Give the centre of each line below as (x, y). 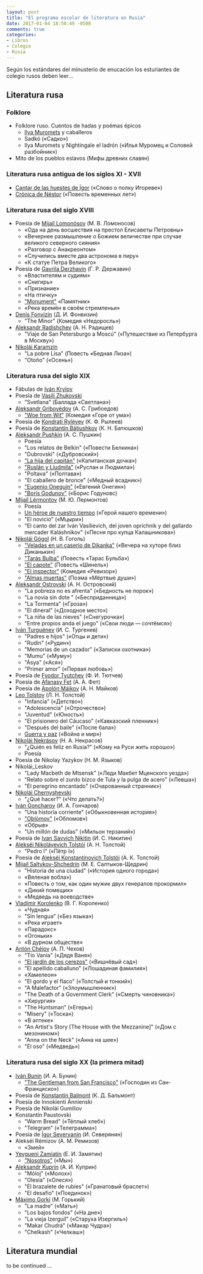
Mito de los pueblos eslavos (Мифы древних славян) (82, 158)
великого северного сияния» (62, 243)
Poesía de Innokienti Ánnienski (54, 1102)
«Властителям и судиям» (57, 276)
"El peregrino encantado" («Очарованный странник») (93, 786)
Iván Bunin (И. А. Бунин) (46, 1076)
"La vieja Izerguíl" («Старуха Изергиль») (76, 1219)
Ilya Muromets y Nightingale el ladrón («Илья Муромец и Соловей (109, 145)
